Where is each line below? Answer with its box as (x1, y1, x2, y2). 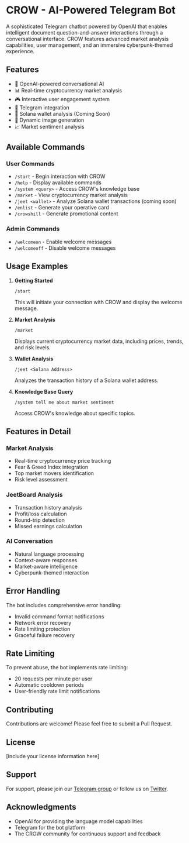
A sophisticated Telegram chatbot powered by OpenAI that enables (6, 23, 167, 30)
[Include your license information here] (6, 753, 100, 760)
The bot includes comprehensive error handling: (6, 601, 122, 608)
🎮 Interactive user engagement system (14, 95, 110, 102)
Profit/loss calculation (14, 510, 67, 517)
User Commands (6, 160, 55, 168)
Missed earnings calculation (14, 522, 83, 529)
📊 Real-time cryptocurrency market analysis (14, 87, 123, 94)
